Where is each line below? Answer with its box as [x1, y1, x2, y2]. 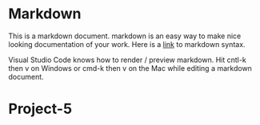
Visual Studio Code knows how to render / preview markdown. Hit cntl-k [8, 55, 246, 64]
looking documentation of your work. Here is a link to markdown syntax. [8, 39, 246, 49]
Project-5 [8, 100, 73, 118]
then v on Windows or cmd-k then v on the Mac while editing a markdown [8, 63, 252, 72]
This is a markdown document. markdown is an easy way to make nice [8, 31, 242, 41]
